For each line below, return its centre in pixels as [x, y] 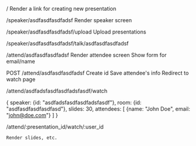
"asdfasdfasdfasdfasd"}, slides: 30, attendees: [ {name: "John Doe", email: [98, 109]
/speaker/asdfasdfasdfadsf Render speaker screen [69, 20]
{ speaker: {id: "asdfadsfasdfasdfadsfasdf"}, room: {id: [74, 102]
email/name [21, 61]
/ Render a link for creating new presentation [61, 9]
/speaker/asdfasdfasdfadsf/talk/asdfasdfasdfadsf [67, 43]
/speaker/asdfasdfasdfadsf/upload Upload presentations [76, 32]
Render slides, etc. [32, 138]
